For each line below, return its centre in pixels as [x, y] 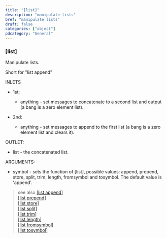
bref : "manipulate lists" [32, 19]
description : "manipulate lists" [41, 15]
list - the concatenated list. [41, 152]
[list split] [27, 209]
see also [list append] [40, 192]
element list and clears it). [47, 132]
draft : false [19, 24]
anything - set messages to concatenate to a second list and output [91, 102]
